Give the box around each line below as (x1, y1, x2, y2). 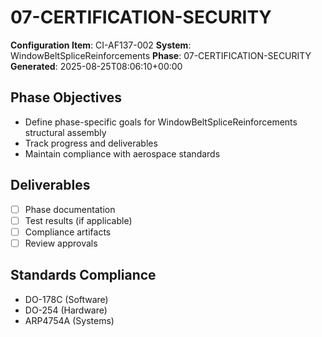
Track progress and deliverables (24, 137, 158, 149)
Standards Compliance (10, 267, 157, 284)
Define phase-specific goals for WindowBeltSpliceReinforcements (24, 116, 298, 128)
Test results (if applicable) (24, 214, 133, 226)
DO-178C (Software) (24, 293, 109, 305)
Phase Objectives (10, 89, 122, 106)
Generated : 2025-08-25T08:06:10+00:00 (10, 60, 183, 72)
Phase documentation (24, 203, 116, 215)
